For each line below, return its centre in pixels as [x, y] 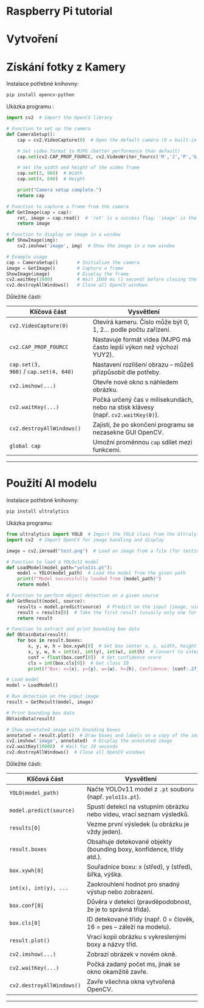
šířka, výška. [105, 874]
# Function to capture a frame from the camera [68, 206]
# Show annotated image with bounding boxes [63, 730]
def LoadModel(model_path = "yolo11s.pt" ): [59, 567]
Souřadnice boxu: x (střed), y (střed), [140, 867]
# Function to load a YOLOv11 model [53, 562]
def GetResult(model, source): [46, 601]
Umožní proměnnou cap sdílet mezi [142, 443]
